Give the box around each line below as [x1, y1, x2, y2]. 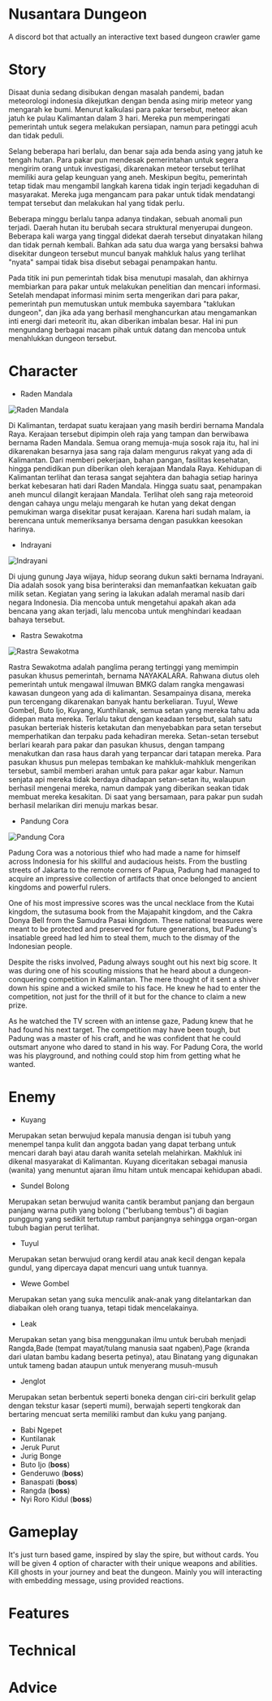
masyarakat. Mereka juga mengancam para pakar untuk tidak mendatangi [8, 189, 256, 199]
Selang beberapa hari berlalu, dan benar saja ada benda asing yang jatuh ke [8, 146, 263, 155]
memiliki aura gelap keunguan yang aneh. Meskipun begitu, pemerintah [8, 172, 248, 181]
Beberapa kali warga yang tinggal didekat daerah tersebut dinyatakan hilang [8, 231, 263, 241]
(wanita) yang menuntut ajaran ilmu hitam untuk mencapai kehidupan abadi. [8, 1165, 262, 1174]
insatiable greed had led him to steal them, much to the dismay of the [8, 933, 240, 942]
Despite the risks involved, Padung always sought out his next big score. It [8, 957, 257, 967]
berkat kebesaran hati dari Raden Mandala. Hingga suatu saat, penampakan [8, 481, 262, 491]
